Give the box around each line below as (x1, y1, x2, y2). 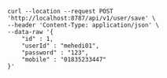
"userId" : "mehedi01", (21, 42, 100, 50)
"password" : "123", (21, 49, 89, 57)
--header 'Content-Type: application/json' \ (7, 21, 159, 29)
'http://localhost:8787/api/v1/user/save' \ (7, 14, 156, 22)
